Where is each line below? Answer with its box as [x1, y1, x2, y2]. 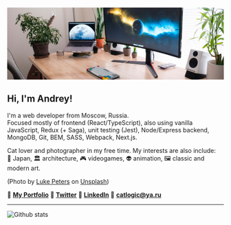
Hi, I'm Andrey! [7, 93, 73, 105]
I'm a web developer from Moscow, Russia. [7, 111, 129, 119]
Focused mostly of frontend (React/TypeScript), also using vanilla [7, 118, 193, 127]
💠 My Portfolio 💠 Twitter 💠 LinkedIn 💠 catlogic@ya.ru [7, 190, 162, 199]
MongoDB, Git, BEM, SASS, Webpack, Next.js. [7, 133, 137, 141]
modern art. [7, 164, 41, 172]
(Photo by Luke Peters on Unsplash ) [7, 177, 109, 185]
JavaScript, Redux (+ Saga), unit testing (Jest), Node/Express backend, [7, 126, 210, 134]
